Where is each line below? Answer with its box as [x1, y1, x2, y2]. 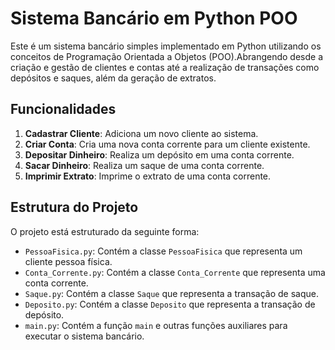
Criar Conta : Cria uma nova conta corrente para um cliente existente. [24, 138, 311, 150]
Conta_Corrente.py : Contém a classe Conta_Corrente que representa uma [24, 266, 326, 278]
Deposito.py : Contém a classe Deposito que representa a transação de [24, 298, 316, 310]
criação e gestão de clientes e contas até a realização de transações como [10, 61, 320, 73]
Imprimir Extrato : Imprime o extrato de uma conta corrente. [24, 170, 272, 182]
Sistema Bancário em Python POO [10, 7, 298, 30]
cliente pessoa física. [24, 255, 113, 267]
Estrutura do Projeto [10, 199, 139, 216]
